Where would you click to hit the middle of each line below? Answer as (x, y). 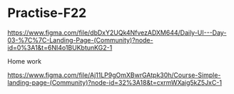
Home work (24, 61)
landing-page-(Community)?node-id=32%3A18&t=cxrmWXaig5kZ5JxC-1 (115, 82)
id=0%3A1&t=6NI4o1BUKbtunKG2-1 (60, 47)
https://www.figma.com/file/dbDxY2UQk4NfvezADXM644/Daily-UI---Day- (117, 33)
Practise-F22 (47, 13)
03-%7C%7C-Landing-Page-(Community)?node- (80, 40)
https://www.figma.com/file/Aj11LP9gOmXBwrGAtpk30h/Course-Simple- (114, 75)
